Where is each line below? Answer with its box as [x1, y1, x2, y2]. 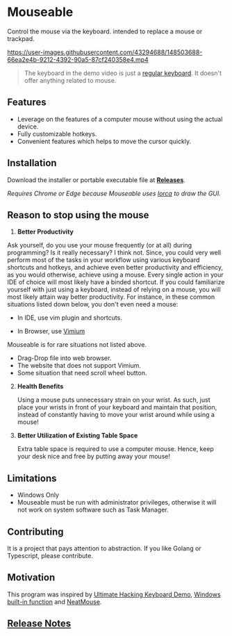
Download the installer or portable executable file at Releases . [7, 175, 186, 184]
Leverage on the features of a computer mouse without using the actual [17, 115, 223, 123]
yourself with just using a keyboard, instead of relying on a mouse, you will [7, 286, 221, 294]
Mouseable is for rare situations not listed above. [7, 341, 147, 349]
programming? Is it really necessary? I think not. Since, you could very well [7, 248, 221, 257]
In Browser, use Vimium [17, 327, 85, 336]
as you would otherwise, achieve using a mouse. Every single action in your [7, 270, 224, 279]
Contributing [7, 525, 64, 537]
